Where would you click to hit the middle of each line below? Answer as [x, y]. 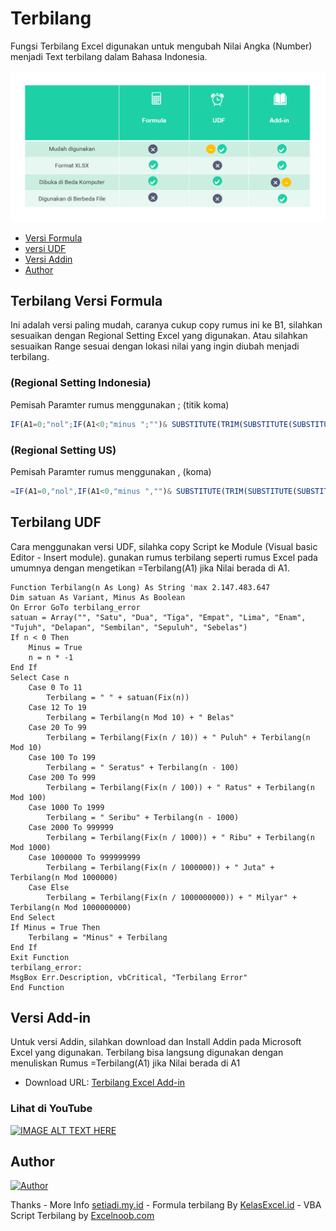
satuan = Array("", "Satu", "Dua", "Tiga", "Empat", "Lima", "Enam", [158, 617]
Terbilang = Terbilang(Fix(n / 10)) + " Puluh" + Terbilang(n [178, 737]
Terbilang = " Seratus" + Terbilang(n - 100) [143, 767]
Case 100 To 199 [62, 757]
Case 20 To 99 [57, 727]
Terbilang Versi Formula [86, 300]
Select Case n [40, 677]
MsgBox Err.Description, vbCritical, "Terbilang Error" [129, 977]
